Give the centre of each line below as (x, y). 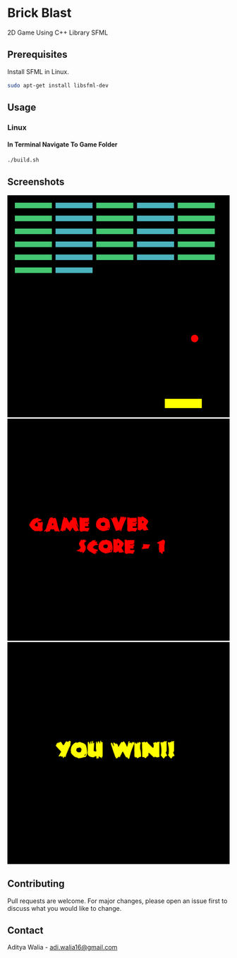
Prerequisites (37, 55)
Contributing (36, 884)
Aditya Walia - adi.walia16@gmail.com (62, 947)
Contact (25, 931)
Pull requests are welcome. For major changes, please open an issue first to (117, 901)
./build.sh (23, 160)
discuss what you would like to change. (65, 908)
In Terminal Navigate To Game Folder (62, 144)
